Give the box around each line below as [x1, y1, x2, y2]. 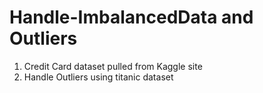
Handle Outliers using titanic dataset [23, 71, 174, 83]
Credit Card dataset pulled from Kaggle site [23, 60, 203, 72]
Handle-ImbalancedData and [9, 6, 254, 29]
